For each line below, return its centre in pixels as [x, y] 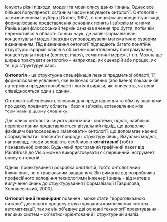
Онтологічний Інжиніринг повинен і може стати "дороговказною [75, 198]
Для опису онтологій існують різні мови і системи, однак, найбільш [77, 121]
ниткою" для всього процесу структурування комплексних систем [77, 203]
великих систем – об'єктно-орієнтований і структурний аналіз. [72, 214]
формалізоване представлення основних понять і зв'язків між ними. [79, 23]
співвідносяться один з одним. [38, 91]
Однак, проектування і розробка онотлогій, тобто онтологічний [73, 167]
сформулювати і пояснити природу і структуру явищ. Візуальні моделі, [81, 137]
